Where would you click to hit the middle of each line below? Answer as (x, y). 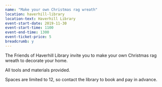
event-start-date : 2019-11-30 (36, 23)
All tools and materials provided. (38, 70)
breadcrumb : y (20, 42)
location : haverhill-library (35, 14)
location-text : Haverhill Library (40, 19)
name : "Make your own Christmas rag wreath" (51, 10)
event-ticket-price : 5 (28, 37)
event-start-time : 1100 (29, 28)
